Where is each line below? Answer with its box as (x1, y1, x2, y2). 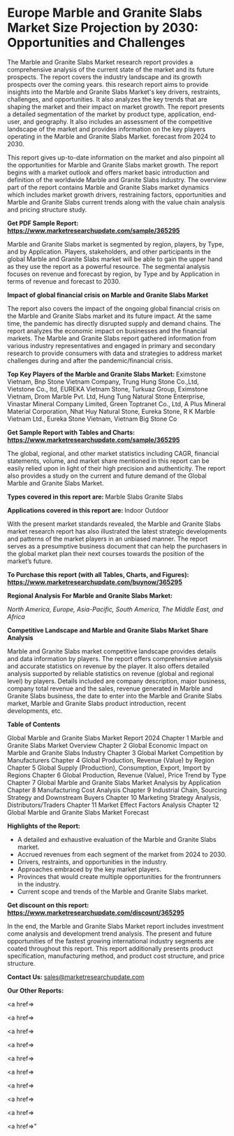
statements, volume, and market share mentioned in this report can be (7, 457, 210, 465)
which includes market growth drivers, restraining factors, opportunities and (7, 191, 226, 199)
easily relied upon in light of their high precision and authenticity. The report (7, 464, 226, 472)
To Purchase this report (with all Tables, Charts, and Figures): (7, 570, 189, 579)
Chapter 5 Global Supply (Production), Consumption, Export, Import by (7, 763, 211, 772)
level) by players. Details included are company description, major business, (7, 677, 227, 685)
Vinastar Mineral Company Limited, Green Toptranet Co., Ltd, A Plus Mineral (7, 399, 226, 408)
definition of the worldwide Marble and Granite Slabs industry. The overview (7, 175, 227, 183)
